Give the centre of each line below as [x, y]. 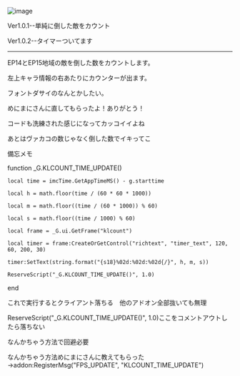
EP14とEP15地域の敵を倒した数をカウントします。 [81, 63]
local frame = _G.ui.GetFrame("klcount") [70, 231]
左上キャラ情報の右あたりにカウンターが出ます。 [79, 78]
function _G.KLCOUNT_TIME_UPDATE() [65, 168]
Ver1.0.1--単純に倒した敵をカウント [59, 26]
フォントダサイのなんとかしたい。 [57, 93]
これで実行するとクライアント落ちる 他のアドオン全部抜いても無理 [107, 303]
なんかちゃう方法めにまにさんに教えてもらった [76, 357]
